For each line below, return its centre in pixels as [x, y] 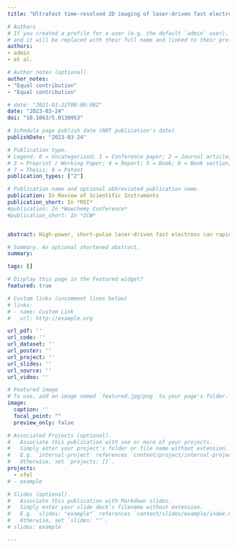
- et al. [20, 60]
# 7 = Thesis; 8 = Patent [45, 170]
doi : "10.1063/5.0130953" [45, 118]
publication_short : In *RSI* [50, 202]
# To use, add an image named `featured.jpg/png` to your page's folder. [118, 397]
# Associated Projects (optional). [60, 436]
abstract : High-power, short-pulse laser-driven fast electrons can [110, 234]
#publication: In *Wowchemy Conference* [68, 209]
